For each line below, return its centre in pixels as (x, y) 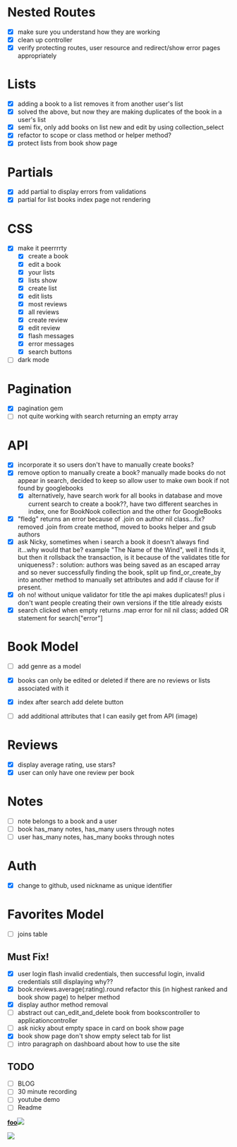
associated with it (43, 688)
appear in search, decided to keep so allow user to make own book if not (123, 481)
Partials (30, 172)
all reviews (44, 312)
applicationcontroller (48, 1021)
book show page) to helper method (68, 997)
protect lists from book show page (67, 143)
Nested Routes (51, 12)
